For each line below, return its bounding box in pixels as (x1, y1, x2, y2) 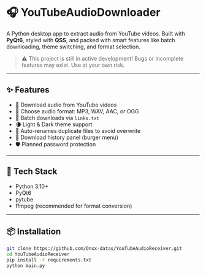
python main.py (6, 263, 45, 269)
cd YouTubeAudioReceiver (6, 251, 70, 258)
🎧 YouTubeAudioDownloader (6, 6, 161, 20)
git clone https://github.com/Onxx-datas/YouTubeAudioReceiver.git (6, 246, 183, 252)
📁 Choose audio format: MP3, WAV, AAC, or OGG (15, 107, 139, 115)
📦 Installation (6, 226, 61, 236)
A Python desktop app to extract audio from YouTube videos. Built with (6, 29, 185, 37)
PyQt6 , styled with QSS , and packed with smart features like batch (6, 36, 175, 43)
